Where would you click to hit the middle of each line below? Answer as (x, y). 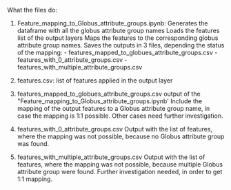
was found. (33, 144)
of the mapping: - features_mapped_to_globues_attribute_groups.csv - (117, 52)
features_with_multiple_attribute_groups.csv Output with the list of (111, 157)
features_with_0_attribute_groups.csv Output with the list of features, (114, 129)
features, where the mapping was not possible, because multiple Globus (120, 164)
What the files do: (32, 10)
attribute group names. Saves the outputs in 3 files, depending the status (121, 45)
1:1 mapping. (35, 179)
